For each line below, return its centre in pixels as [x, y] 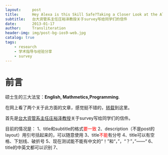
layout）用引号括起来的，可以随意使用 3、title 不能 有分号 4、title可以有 [78, 135]
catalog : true [20, 38]
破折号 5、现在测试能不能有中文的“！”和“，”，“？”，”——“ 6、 [93, 141]
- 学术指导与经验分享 [33, 51]
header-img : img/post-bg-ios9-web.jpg [45, 33]
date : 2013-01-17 [30, 24]
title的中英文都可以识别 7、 [33, 148]
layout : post [23, 10]
